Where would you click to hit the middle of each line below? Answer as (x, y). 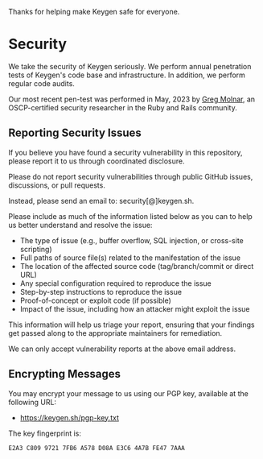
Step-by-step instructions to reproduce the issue (101, 292)
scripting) (36, 249)
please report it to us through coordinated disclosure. (97, 161)
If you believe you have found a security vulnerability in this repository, (125, 152)
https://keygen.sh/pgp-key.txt (69, 417)
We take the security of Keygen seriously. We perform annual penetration (130, 66)
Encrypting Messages (64, 374)
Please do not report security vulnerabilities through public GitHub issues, (131, 176)
